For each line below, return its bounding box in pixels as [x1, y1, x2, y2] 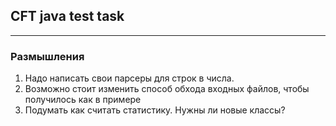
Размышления [10, 49, 85, 63]
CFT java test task [10, 8, 125, 25]
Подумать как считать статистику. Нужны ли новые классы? [24, 104, 286, 116]
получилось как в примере [24, 94, 142, 106]
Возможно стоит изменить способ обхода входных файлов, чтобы [24, 83, 310, 95]
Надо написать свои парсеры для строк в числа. [24, 72, 235, 84]
